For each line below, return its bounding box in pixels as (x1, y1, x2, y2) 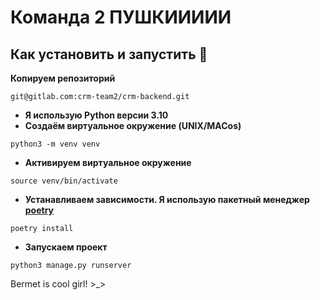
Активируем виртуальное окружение (24, 157, 192, 168)
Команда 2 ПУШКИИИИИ (10, 6, 232, 29)
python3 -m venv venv (10, 139, 101, 149)
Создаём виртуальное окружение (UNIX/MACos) (24, 120, 242, 131)
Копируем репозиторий (10, 72, 116, 84)
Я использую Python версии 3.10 (24, 109, 169, 121)
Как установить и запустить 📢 (10, 46, 208, 63)
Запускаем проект (24, 241, 108, 253)
